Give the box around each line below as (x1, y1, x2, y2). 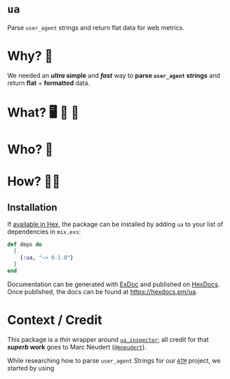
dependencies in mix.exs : (7, 227, 81, 236)
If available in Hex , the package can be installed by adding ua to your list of (7, 220, 224, 229)
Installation (7, 201, 57, 213)
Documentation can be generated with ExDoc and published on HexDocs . (7, 280, 220, 288)
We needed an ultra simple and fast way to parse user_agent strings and (7, 71, 221, 79)
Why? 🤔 (7, 48, 53, 64)
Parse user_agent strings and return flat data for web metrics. (7, 23, 184, 32)
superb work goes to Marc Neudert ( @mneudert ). (7, 343, 147, 351)
